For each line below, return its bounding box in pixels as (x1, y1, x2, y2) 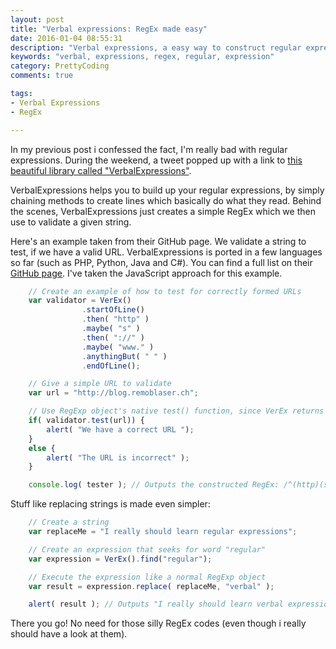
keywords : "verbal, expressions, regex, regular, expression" (10, 52, 275, 62)
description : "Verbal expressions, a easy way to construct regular (10, 42, 302, 53)
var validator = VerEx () (28, 296, 132, 306)
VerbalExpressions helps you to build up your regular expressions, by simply (10, 184, 325, 196)
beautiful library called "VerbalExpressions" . (10, 164, 192, 176)
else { (28, 443, 56, 453)
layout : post (10, 14, 65, 25)
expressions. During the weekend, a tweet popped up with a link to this (10, 154, 303, 166)
